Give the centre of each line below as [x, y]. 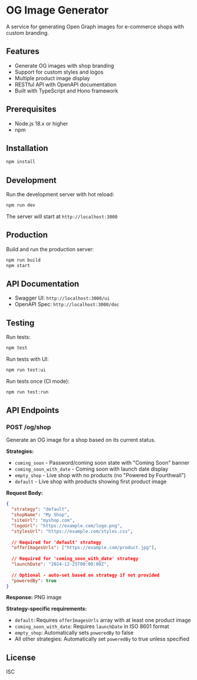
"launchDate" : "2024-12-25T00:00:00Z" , [60, 564]
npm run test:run [27, 392]
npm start [18, 265]
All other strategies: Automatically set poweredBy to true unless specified [102, 639]
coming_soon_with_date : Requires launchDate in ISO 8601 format [92, 626]
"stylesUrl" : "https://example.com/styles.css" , [72, 531]
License [21, 657]
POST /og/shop [29, 427]
